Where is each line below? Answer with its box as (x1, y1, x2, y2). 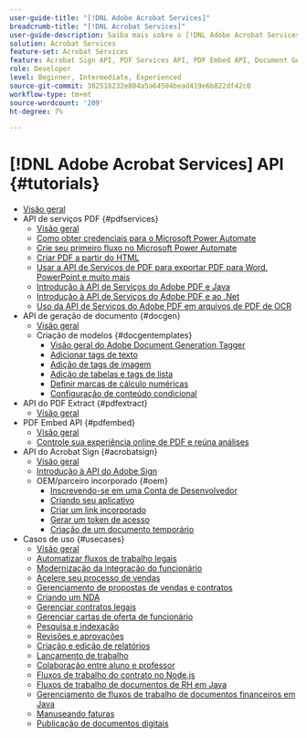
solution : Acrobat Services (9, 38, 117, 48)
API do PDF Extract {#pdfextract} (22, 398, 148, 409)
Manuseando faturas (36, 709, 115, 720)
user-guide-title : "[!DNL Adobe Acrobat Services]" (9, 13, 210, 23)
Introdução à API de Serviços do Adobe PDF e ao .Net (36, 291, 240, 302)
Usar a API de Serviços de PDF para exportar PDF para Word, (36, 262, 269, 273)
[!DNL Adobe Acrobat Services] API (9, 154, 284, 174)
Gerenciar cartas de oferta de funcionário (36, 611, 194, 622)
